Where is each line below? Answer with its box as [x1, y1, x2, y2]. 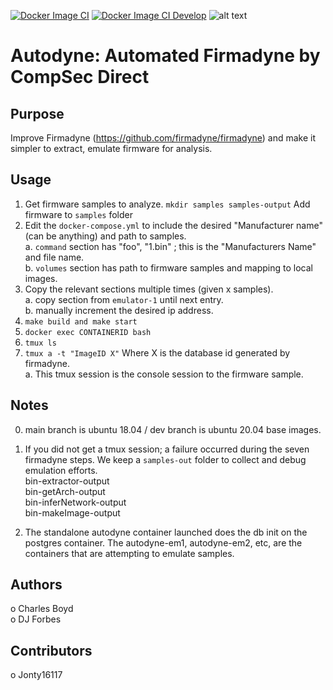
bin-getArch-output [24, 485, 106, 497]
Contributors [10, 642, 93, 659]
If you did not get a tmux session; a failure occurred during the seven [24, 443, 310, 455]
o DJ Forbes [10, 613, 62, 625]
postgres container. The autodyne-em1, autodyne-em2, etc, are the [24, 536, 303, 549]
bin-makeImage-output [24, 506, 121, 519]
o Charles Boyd [10, 603, 74, 615]
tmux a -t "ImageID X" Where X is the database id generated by [24, 346, 291, 359]
